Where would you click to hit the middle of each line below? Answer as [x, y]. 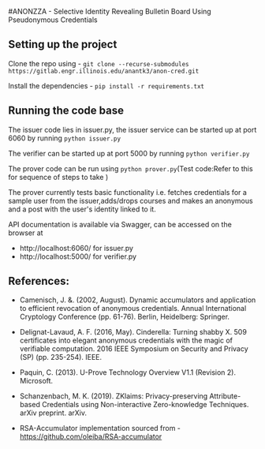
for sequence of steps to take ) [58, 177]
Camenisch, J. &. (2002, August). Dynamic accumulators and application [138, 300]
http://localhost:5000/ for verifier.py [78, 256]
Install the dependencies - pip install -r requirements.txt [106, 85]
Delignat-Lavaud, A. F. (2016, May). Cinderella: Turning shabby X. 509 [133, 332]
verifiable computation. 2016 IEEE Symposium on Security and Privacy [134, 349]
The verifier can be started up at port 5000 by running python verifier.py [129, 153]
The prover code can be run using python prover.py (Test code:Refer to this [131, 168]
